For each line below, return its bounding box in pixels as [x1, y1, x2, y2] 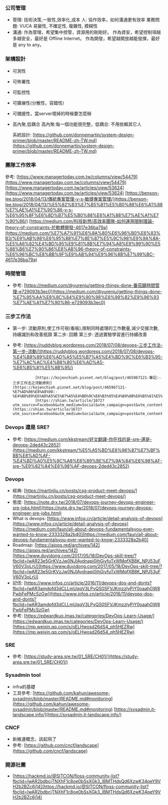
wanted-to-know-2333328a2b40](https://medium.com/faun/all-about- [12, 532, 159, 538]
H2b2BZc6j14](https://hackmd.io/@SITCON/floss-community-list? [12, 783, 149, 789]
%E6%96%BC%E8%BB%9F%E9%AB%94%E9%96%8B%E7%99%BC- [5, 251, 155, 257]
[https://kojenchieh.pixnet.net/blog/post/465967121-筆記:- [34, 375, 161, 380]
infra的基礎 [12, 683, 35, 689]
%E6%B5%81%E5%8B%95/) [12, 364, 73, 371]
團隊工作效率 [5, 161, 36, 168]
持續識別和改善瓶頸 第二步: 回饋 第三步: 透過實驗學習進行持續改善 [12, 331, 147, 337]
